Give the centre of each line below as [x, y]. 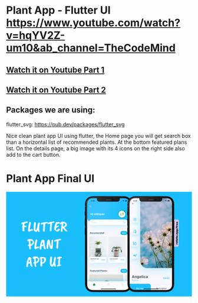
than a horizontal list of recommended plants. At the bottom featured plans [97, 142]
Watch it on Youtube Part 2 [56, 90]
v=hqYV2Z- [36, 36]
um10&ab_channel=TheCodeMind [91, 48]
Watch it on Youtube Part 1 [55, 70]
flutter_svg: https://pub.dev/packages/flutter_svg [65, 124]
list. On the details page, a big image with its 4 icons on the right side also [96, 148]
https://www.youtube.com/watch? [93, 23]
